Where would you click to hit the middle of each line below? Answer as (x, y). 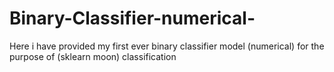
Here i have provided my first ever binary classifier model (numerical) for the (167, 46)
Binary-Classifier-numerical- (132, 18)
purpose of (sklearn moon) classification (93, 56)
